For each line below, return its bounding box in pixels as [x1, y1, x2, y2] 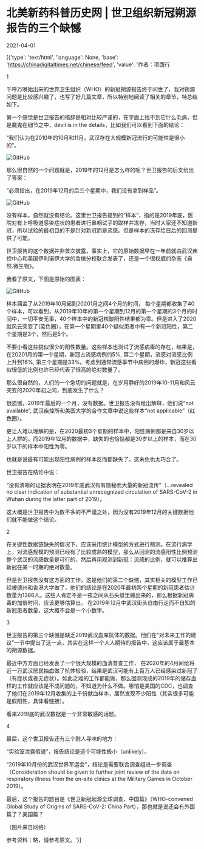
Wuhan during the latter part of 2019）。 [6, 495, 106, 502]
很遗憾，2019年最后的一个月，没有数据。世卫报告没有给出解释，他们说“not [6, 399, 194, 406]
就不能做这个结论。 [11, 516, 59, 523]
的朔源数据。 [6, 646, 38, 653]
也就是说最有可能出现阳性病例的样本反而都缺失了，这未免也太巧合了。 [6, 455, 182, 463]
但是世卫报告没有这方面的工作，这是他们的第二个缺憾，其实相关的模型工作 [6, 576, 192, 584]
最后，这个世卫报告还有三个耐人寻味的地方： [6, 735, 118, 742]
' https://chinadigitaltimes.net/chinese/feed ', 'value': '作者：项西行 [6, 61, 170, 68]
